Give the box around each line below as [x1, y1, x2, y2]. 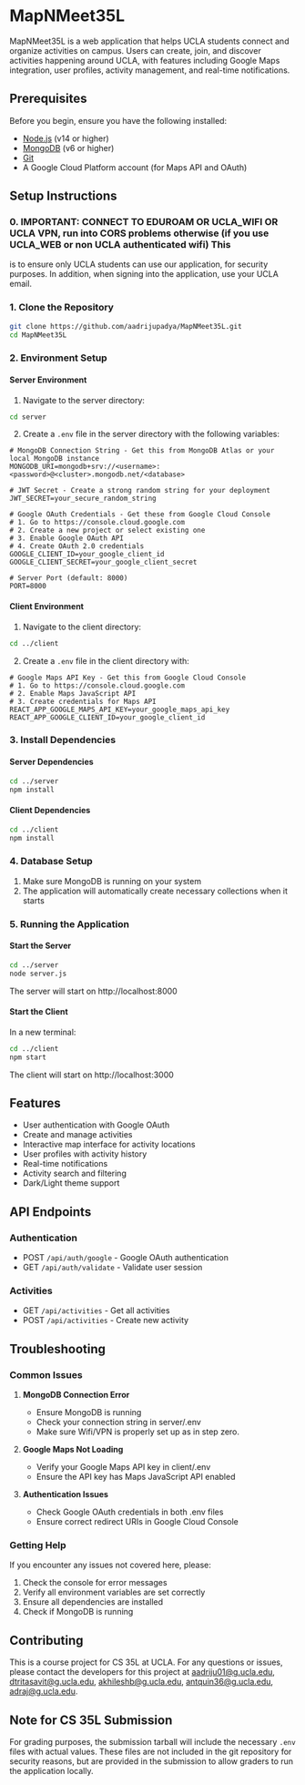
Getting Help [9, 1538, 66, 1551]
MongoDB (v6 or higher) [22, 142, 115, 153]
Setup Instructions [9, 189, 117, 204]
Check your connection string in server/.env [36, 1417, 202, 1427]
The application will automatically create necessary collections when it [22, 885, 289, 896]
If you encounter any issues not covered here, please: [9, 1559, 212, 1571]
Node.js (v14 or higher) [22, 133, 109, 144]
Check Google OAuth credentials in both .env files [36, 1506, 224, 1517]
